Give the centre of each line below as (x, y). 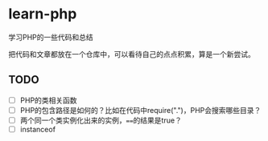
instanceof (38, 129)
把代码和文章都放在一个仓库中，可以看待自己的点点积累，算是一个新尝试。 (132, 54)
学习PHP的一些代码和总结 (51, 37)
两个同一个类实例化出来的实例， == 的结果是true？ (101, 120)
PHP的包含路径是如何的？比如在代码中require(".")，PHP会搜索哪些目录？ (140, 110)
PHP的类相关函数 (49, 100)
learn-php (43, 14)
